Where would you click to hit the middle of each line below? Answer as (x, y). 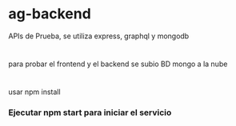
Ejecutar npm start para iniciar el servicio (90, 112)
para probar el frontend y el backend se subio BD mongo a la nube (118, 64)
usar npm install (35, 92)
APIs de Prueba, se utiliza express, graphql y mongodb (99, 36)
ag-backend (50, 14)
